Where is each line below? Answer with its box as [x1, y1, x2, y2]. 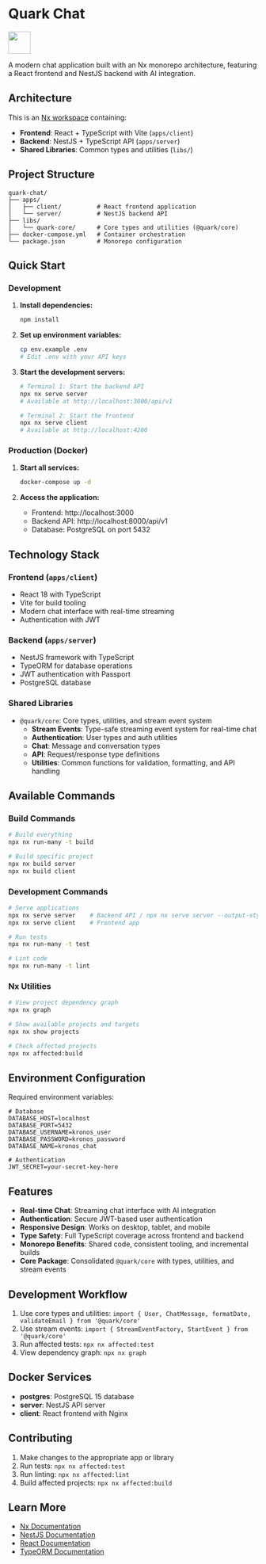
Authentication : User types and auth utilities [31, 732, 178, 742]
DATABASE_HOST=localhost [8, 1115, 90, 1123]
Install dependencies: [19, 300, 93, 310]
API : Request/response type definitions [31, 750, 160, 759]
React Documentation [19, 1539, 91, 1548]
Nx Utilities [8, 980, 51, 991]
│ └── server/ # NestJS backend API [8, 209, 169, 218]
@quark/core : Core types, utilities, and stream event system [19, 715, 212, 725]
